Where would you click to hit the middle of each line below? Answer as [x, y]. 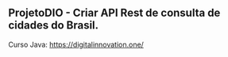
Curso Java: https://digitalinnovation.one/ [76, 44]
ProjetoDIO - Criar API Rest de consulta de [114, 13]
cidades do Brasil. [54, 26]
